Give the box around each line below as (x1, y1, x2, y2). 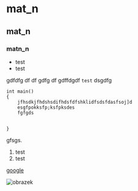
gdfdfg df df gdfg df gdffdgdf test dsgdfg (6, 76, 112, 84)
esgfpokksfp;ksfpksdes (17, 104, 75, 110)
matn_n (6, 45, 29, 53)
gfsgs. (6, 136, 23, 143)
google (6, 167, 24, 174)
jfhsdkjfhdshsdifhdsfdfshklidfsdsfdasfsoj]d (17, 99, 133, 105)
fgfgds (17, 109, 34, 116)
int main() (6, 88, 34, 95)
